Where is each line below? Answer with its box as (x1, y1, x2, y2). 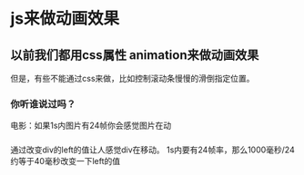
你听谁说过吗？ (10, 97, 76, 110)
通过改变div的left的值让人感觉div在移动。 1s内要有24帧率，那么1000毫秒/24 (10, 144, 295, 155)
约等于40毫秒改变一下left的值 (10, 156, 121, 167)
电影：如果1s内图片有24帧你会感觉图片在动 (10, 120, 172, 131)
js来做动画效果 (10, 8, 120, 29)
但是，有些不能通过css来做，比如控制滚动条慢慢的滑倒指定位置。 (10, 73, 255, 83)
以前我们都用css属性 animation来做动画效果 (10, 47, 259, 63)
